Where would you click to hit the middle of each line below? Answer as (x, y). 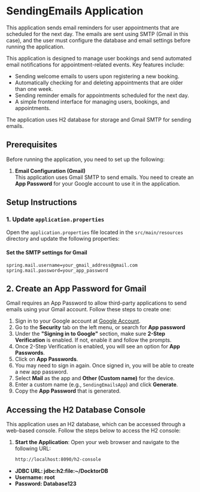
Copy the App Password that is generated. (68, 391)
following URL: (33, 449)
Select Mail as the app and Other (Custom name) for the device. (95, 378)
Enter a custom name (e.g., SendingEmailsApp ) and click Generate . (96, 385)
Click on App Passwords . (46, 359)
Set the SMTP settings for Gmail (47, 253)
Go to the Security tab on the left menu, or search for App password (100, 327)
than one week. (34, 89)
